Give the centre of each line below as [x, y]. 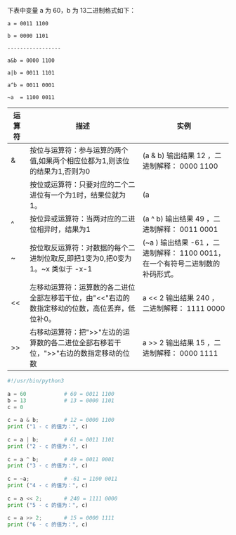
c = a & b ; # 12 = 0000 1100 [61, 420]
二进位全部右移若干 [90, 343]
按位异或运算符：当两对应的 [76, 219]
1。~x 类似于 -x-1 [61, 269]
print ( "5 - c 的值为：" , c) [48, 505]
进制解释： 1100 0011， [184, 253]
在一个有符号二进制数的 [181, 264]
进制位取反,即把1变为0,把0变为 [81, 258]
